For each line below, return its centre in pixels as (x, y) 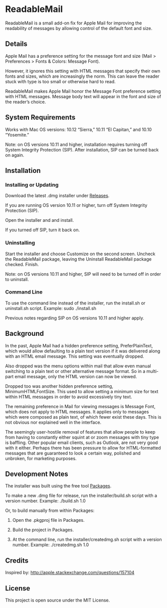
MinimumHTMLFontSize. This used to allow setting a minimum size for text (82, 391)
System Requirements (40, 117)
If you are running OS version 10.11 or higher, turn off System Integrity (76, 205)
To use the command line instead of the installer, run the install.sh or (75, 303)
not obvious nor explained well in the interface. (53, 422)
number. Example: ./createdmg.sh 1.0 (51, 545)
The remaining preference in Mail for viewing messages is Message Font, (80, 406)
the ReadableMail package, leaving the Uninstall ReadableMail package (79, 259)
